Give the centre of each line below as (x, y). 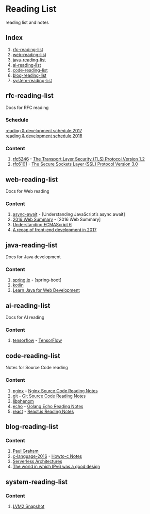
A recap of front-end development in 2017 (54, 230)
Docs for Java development (33, 257)
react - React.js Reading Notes (43, 411)
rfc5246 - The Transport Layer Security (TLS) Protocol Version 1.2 (79, 159)
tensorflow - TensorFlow (37, 340)
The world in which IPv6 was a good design (56, 467)
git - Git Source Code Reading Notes (49, 396)
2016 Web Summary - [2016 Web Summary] (57, 219)
